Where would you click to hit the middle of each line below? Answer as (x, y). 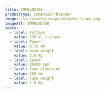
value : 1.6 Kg (28, 83)
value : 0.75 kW (30, 46)
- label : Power (25, 42)
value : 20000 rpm (32, 64)
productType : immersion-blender (38, 14)
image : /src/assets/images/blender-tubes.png (52, 19)
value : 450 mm (28, 74)
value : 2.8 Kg (28, 55)
